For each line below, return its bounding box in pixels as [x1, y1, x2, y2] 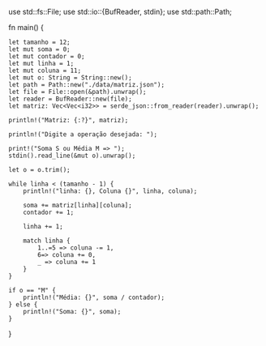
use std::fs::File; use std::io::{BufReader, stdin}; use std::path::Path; [8, 7, 233, 16]
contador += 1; [23, 208, 75, 216]
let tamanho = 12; [8, 38, 71, 46]
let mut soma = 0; [8, 45, 71, 53]
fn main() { [8, 23, 45, 32]
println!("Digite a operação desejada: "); [8, 130, 158, 139]
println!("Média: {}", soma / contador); [23, 293, 165, 301]
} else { [8, 301, 38, 309]
